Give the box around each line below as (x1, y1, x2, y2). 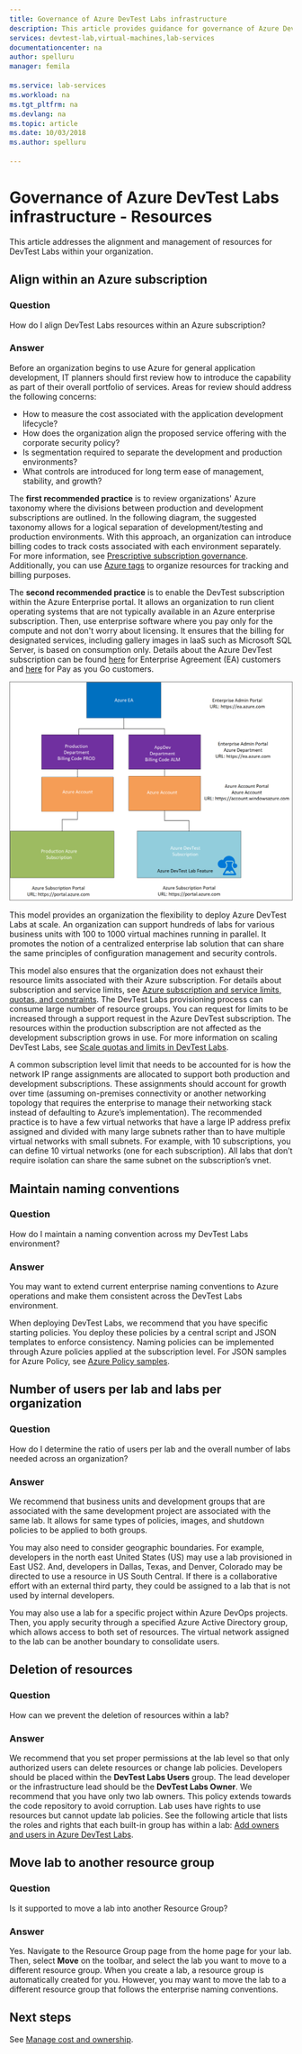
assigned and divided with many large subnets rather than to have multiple (9, 1127, 286, 1137)
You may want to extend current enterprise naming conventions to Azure (9, 1281, 279, 1292)
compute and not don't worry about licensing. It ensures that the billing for (9, 625, 285, 636)
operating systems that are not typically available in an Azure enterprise (9, 606, 276, 617)
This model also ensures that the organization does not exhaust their (9, 965, 263, 976)
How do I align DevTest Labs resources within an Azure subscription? (9, 320, 266, 330)
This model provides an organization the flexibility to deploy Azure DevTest (9, 909, 288, 920)
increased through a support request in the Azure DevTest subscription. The (9, 1013, 292, 1024)
